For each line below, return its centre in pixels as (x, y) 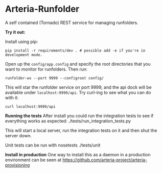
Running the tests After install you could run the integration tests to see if (79, 116)
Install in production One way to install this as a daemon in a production (78, 154)
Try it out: (15, 32)
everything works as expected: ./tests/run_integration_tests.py (68, 121)
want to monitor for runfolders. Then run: (46, 69)
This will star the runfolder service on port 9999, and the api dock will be (78, 87)
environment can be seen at (33, 160)
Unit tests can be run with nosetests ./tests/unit (53, 145)
